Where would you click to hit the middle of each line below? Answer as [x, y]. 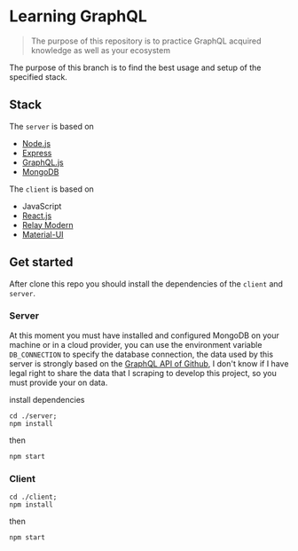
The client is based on [52, 189]
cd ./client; [33, 497]
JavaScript [42, 206]
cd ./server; [33, 416]
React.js [37, 216]
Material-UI [43, 234]
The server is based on [52, 126]
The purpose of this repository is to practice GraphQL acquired [146, 41]
